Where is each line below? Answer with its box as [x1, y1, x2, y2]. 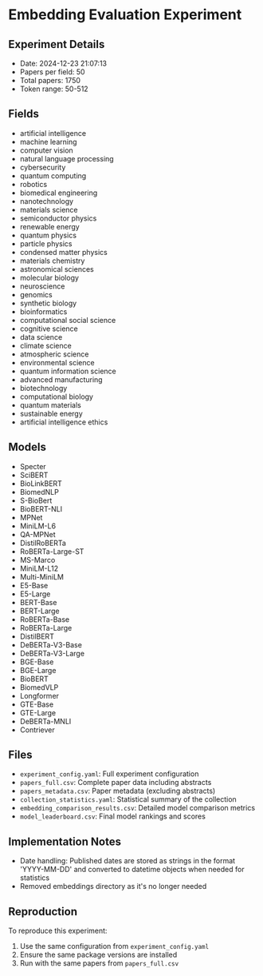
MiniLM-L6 [19, 521, 57, 531]
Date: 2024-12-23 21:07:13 [19, 58, 108, 68]
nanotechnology [19, 196, 74, 205]
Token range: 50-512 [19, 84, 89, 94]
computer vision [19, 145, 73, 155]
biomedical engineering [19, 188, 98, 197]
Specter [19, 461, 46, 471]
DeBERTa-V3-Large [19, 648, 85, 658]
